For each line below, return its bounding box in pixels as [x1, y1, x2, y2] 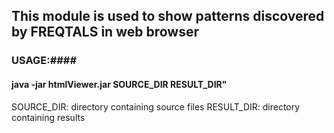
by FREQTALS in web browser [11, 24, 199, 41]
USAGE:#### [11, 54, 78, 68]
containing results [11, 111, 86, 123]
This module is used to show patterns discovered [11, 8, 325, 25]
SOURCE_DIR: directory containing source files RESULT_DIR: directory [11, 100, 301, 113]
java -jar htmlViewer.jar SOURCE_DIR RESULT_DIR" [11, 78, 228, 90]
